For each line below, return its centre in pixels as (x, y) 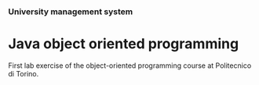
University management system (71, 12)
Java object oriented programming (124, 44)
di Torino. (24, 73)
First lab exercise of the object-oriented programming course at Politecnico (130, 66)
